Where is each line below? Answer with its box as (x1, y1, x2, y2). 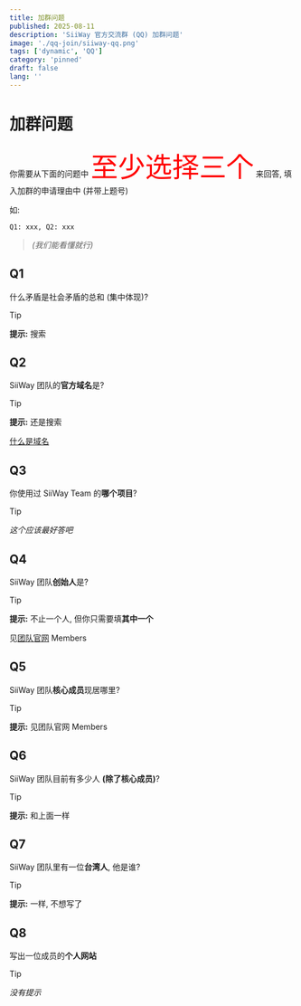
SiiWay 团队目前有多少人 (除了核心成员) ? (9, 773, 160, 783)
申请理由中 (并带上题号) (40, 185, 129, 195)
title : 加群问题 (9, 13, 65, 23)
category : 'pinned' (9, 55, 83, 64)
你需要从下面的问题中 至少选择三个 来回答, (9, 149, 282, 184)
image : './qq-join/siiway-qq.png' (9, 38, 140, 48)
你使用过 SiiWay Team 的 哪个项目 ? (9, 488, 137, 498)
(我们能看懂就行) (31, 239, 94, 250)
